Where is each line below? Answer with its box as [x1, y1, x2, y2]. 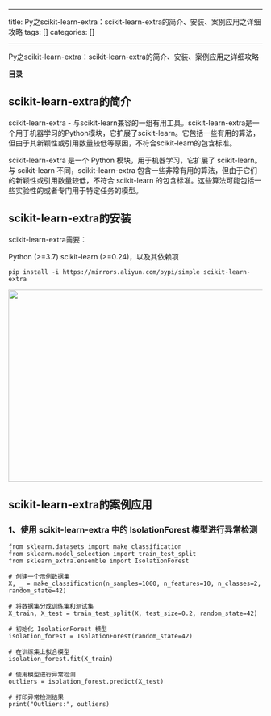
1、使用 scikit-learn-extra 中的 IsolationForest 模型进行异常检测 [8, 524, 258, 535]
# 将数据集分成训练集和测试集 [8, 603, 94, 611]
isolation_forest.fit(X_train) [8, 655, 114, 663]
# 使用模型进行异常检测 [8, 671, 77, 679]
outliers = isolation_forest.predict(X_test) [8, 678, 164, 686]
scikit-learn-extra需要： [8, 234, 87, 244]
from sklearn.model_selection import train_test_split [8, 550, 197, 558]
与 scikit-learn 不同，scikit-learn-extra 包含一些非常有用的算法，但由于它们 [8, 165, 258, 175]
